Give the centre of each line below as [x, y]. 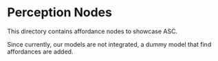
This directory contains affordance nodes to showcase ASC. [92, 31]
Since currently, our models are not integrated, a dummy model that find [109, 44]
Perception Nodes [59, 13]
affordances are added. [40, 52]
